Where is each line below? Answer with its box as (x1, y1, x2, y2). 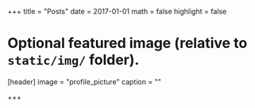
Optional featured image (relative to (7, 35, 248, 52)
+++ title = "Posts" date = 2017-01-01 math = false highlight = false (7, 7, 227, 16)
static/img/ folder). (7, 51, 140, 69)
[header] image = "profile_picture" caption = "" (7, 76, 162, 86)
